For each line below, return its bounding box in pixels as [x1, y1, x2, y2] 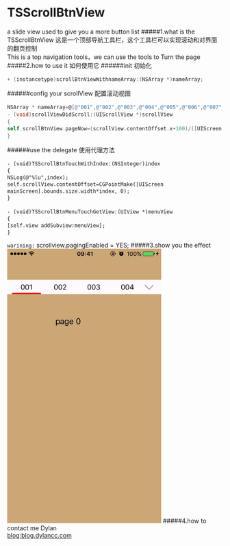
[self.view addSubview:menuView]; [7, 222, 106, 229]
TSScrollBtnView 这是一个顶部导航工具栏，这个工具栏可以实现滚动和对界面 [7, 36, 218, 44]
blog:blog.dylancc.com [7, 532, 72, 540]
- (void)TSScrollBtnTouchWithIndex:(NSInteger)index [7, 161, 161, 167]
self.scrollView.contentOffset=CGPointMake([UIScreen [7, 181, 164, 188]
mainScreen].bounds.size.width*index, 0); [7, 188, 130, 195]
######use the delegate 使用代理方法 [7, 146, 115, 154]
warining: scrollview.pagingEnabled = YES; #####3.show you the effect [7, 241, 211, 250]
